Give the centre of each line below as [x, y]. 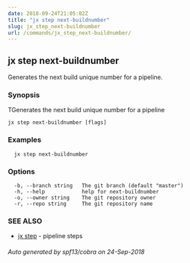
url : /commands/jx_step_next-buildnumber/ [70, 33]
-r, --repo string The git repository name [84, 204]
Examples [25, 140]
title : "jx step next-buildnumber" [59, 20]
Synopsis [24, 95]
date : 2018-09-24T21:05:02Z [48, 13]
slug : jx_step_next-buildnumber [54, 26]
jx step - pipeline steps [50, 236]
